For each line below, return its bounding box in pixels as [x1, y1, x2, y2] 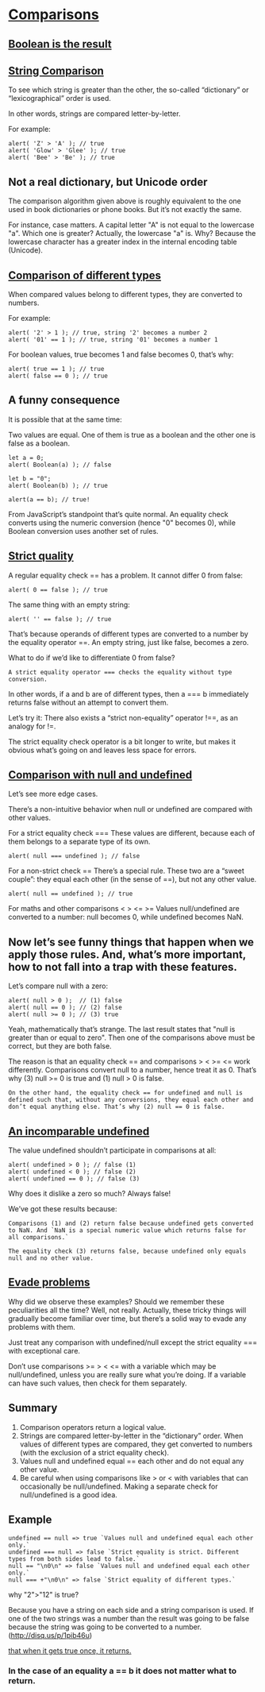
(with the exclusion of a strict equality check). [19, 1447, 169, 1457]
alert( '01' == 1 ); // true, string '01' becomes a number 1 [8, 336, 218, 344]
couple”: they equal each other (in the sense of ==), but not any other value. [8, 875, 257, 884]
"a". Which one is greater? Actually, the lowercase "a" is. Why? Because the [8, 229, 256, 238]
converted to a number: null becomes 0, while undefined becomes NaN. [8, 912, 244, 922]
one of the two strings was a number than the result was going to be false [8, 1613, 250, 1623]
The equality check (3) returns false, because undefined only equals [8, 1247, 247, 1256]
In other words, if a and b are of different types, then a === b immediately [8, 689, 249, 698]
